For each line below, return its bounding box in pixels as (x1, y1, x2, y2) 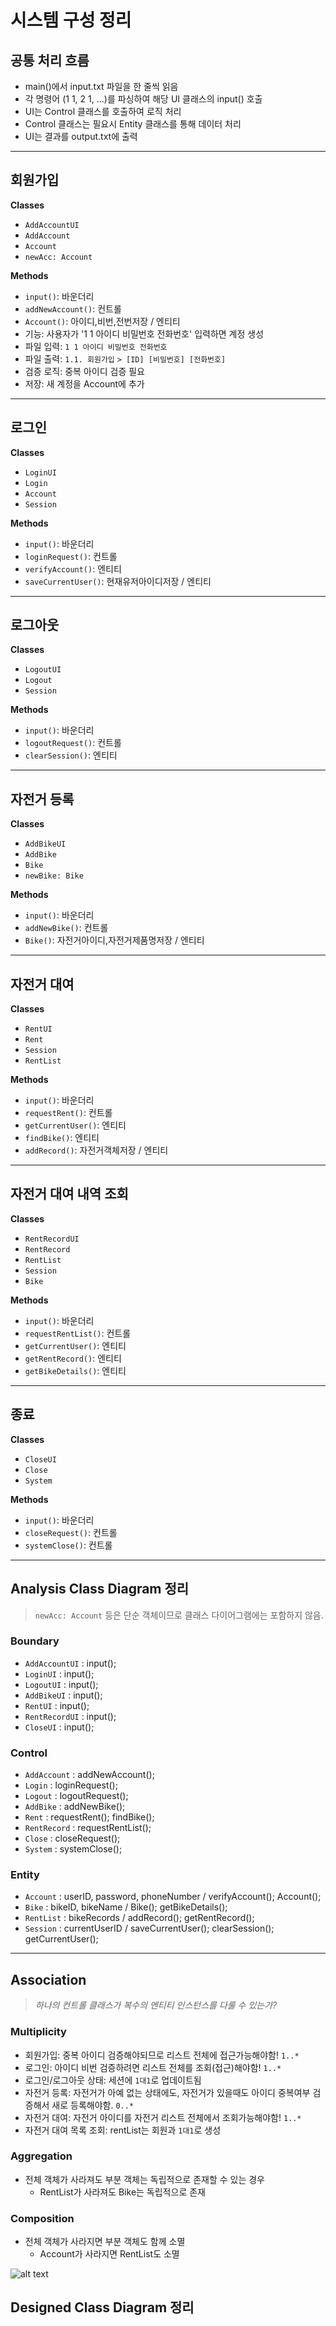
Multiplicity (10, 2025, 67, 2039)
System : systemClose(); (24, 1843, 123, 1855)
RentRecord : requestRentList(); (24, 1822, 152, 1834)
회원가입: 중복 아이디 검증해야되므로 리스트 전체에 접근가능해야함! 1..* (24, 2049, 300, 2061)
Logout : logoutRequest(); (24, 1790, 129, 1802)
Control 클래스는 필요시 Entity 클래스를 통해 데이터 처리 (24, 118, 242, 130)
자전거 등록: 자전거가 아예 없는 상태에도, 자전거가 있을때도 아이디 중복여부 (24, 2086, 311, 2098)
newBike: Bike (24, 871, 84, 881)
